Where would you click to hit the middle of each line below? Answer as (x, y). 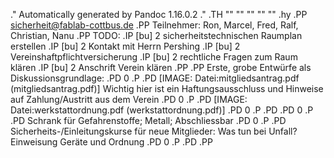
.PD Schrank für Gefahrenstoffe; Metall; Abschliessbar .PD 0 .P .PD (148, 120)
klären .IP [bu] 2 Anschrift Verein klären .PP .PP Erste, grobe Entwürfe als (161, 67)
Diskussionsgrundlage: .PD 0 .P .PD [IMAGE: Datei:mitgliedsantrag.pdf (155, 78)
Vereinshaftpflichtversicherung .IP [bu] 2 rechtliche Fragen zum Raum (154, 57)
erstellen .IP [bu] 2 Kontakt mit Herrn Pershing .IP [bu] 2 (125, 46)
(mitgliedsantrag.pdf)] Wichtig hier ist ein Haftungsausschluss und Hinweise (167, 88)
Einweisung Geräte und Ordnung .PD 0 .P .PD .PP (111, 142)
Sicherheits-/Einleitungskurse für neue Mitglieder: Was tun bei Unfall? (154, 131)
